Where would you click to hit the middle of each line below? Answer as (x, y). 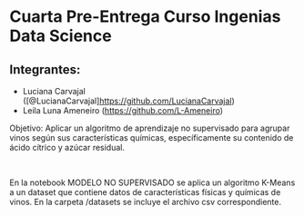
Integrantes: (45, 69)
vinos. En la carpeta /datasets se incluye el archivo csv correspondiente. (146, 202)
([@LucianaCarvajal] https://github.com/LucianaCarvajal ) (128, 101)
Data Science (61, 36)
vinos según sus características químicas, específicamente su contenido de (152, 137)
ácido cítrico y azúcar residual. (67, 147)
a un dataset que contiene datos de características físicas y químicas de (145, 192)
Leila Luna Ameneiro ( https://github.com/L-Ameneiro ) (123, 110)
